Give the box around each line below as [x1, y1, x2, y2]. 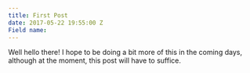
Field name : [8, 26, 47, 34]
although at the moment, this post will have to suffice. [8, 56, 182, 65]
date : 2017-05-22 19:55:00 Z [8, 19, 103, 27]
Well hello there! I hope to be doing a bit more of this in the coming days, [8, 48, 243, 57]
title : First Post [8, 11, 68, 20]
